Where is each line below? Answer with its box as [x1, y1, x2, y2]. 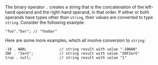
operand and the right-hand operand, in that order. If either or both [16, 9, 149, 15]
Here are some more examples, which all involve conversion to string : [5, 37, 145, 43]
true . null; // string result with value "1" [5, 55, 127, 60]
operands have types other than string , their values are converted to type [5, 15, 153, 20]
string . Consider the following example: [5, 19, 85, 25]
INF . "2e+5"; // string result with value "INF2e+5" [5, 51, 140, 56]
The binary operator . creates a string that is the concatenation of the [5, 4, 144, 10]
